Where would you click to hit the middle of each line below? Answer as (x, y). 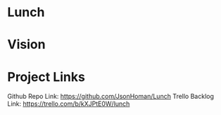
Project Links (46, 77)
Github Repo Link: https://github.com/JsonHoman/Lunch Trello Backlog (111, 97)
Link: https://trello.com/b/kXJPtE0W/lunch (69, 104)
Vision (26, 45)
